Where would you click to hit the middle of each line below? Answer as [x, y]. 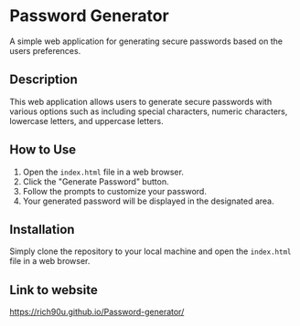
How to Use [43, 150]
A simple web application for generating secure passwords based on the [146, 41]
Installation [42, 229]
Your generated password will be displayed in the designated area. [148, 201]
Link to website [54, 290]
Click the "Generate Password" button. [96, 181]
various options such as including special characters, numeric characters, [149, 111]
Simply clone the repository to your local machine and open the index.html [150, 251]
